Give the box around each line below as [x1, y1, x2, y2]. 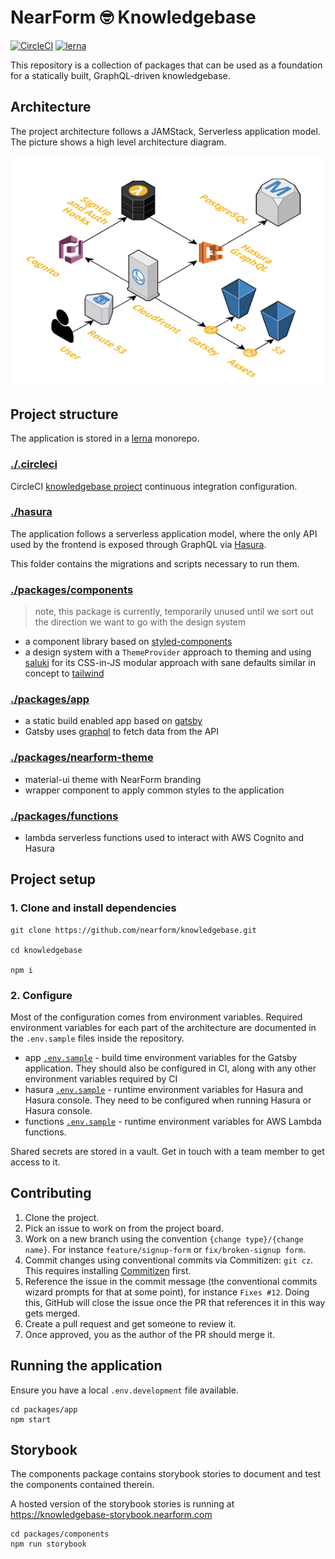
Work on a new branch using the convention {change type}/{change [24, 1232, 304, 1245]
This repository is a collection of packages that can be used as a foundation [10, 59, 323, 71]
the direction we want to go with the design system [34, 616, 247, 628]
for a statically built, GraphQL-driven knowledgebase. [10, 69, 231, 81]
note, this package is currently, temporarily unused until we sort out [34, 606, 314, 618]
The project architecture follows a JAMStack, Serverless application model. [10, 125, 321, 137]
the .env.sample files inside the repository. [10, 1032, 185, 1044]
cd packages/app [10, 1404, 78, 1415]
